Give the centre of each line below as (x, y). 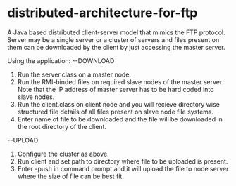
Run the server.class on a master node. (74, 74)
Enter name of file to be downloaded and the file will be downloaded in (120, 119)
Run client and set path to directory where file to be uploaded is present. (123, 161)
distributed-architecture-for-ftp (103, 13)
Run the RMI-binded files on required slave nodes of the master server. (120, 81)
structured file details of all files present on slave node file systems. (116, 112)
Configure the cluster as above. (63, 154)
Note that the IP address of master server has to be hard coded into (116, 89)
